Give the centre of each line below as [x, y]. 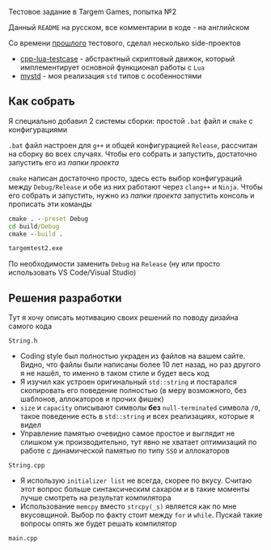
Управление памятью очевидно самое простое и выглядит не [127, 433]
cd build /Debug [34, 226]
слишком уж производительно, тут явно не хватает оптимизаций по [138, 442]
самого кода [30, 326]
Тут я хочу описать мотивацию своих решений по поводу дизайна [123, 318]
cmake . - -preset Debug [49, 219]
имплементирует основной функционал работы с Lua [112, 67]
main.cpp [23, 539]
